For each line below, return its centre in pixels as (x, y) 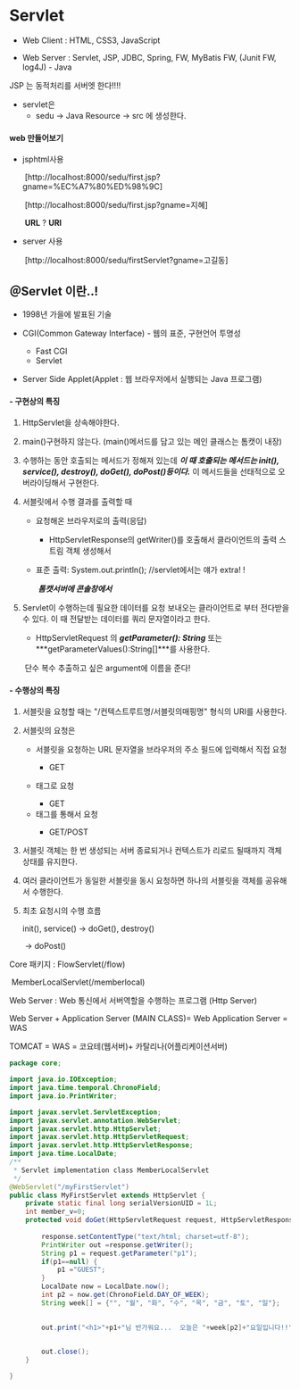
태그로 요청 (54, 786)
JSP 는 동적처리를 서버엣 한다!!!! (65, 85)
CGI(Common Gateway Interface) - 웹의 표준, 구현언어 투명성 (131, 333)
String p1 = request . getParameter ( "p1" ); (120, 1253)
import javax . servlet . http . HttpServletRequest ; (100, 1137)
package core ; (36, 1063)
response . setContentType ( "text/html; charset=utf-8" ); (146, 1236)
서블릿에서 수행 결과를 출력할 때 (77, 502)
